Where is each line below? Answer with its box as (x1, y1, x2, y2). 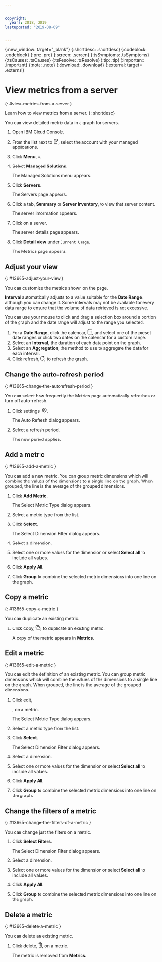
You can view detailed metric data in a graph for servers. (5, 120, 119, 125)
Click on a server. (12, 220, 48, 226)
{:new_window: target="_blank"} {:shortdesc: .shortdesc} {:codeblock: (5, 47, 147, 53)
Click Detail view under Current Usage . (12, 239, 90, 245)
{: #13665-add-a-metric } (5, 463, 56, 469)
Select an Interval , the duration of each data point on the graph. (12, 340, 141, 346)
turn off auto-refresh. (5, 397, 48, 403)
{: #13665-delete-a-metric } (5, 923, 61, 929)
